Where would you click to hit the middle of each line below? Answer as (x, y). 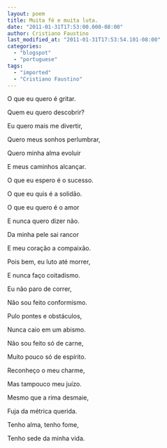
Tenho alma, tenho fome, (43, 425)
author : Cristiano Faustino (48, 33)
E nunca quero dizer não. (43, 221)
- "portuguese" (36, 60)
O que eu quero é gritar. (42, 99)
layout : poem (26, 14)
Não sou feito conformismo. (47, 303)
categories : (24, 46)
